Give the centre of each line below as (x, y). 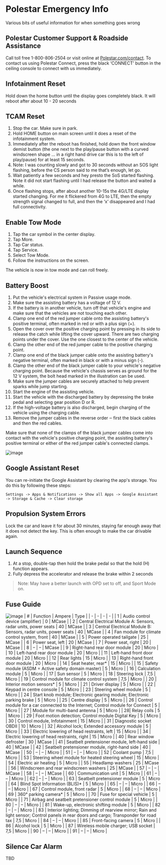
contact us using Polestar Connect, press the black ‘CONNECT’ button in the (83, 63)
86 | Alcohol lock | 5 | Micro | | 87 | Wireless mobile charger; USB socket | (80, 826)
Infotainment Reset (35, 84)
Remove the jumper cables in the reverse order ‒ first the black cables (84, 418)
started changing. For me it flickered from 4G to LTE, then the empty (82, 196)
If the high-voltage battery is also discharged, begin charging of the (82, 407)
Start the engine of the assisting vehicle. (54, 392)
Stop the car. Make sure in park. (45, 128)
